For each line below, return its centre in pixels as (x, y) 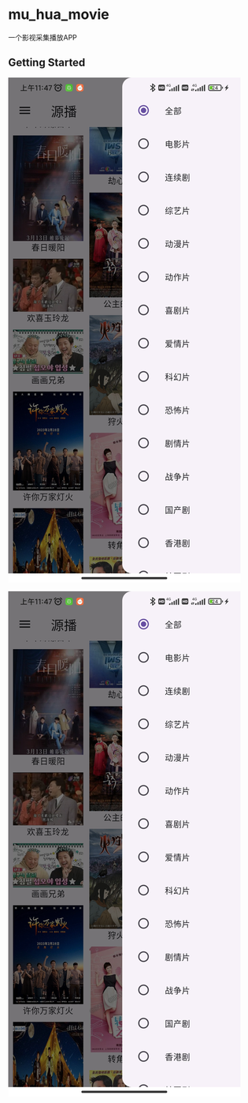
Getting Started (47, 63)
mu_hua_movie (59, 15)
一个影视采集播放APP (43, 37)
